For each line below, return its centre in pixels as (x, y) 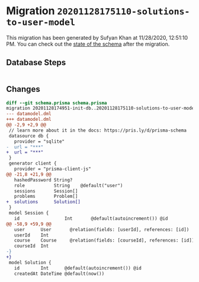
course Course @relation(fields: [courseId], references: (96, 241)
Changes (23, 89)
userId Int (31, 235)
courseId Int (31, 246)
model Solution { (30, 262)
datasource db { (29, 136)
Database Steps (36, 63)
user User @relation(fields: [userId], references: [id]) (102, 229)
